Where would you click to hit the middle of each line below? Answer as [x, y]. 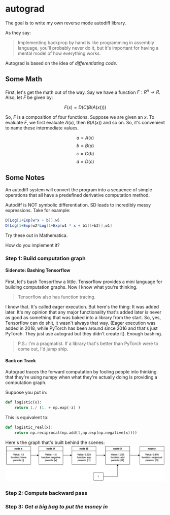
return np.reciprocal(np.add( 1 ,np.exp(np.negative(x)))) [76, 433]
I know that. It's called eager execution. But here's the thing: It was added [82, 307]
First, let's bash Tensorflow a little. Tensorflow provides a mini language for [84, 282]
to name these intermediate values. [42, 128]
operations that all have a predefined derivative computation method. [78, 195]
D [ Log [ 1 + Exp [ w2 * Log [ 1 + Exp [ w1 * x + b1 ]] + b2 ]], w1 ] [59, 226]
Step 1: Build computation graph [45, 258]
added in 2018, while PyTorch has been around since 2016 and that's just [82, 328]
